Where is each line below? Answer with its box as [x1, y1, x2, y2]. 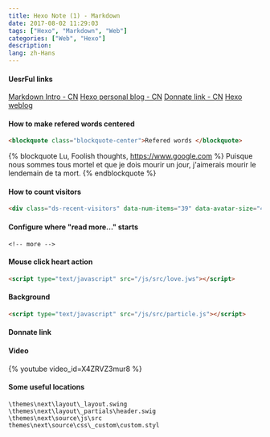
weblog [8, 101, 34, 110]
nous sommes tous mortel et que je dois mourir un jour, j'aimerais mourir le [8, 160, 256, 170]
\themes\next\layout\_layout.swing [8, 400, 128, 408]
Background [8, 292, 51, 302]
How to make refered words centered [8, 118, 135, 129]
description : [8, 42, 52, 50]
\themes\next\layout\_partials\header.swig [8, 407, 157, 415]
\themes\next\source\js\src [8, 414, 103, 423]
